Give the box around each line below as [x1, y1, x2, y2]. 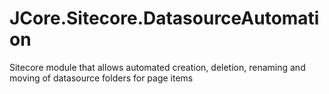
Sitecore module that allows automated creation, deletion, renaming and [9, 61, 306, 73]
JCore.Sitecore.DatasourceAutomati [9, 7, 320, 30]
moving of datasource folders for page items [9, 72, 194, 84]
